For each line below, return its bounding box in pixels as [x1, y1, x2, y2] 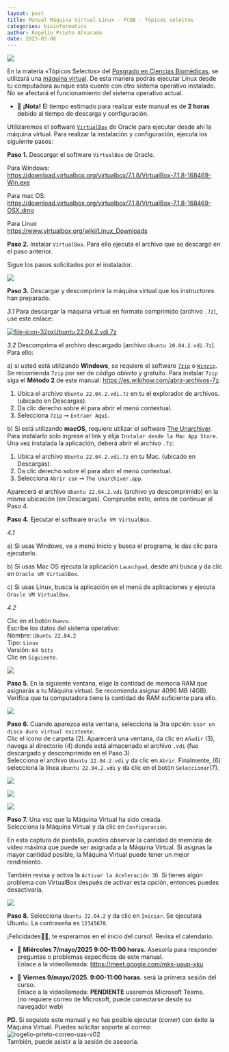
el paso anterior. [7, 247, 53, 255]
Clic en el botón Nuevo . [7, 617, 70, 625]
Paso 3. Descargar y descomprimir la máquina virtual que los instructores [7, 287, 215, 295]
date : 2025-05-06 [7, 36, 57, 42]
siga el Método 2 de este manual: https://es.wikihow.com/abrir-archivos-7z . [7, 376, 221, 384]
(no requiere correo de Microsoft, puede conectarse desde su [16, 995, 192, 1003]
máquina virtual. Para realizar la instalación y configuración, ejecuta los [7, 130, 208, 138]
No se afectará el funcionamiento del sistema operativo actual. [7, 89, 183, 97]
